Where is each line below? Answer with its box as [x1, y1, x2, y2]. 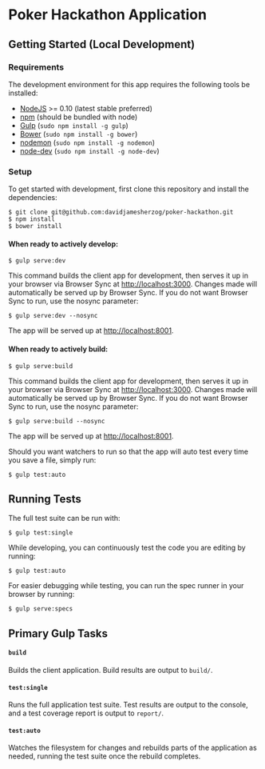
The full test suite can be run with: [8, 514, 121, 523]
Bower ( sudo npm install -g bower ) [19, 129, 138, 138]
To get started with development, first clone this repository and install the [8, 184, 250, 194]
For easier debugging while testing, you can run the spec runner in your [8, 581, 244, 591]
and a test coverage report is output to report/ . [8, 708, 164, 718]
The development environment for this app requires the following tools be [8, 79, 250, 89]
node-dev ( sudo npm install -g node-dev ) [19, 146, 160, 155]
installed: [8, 88, 38, 98]
